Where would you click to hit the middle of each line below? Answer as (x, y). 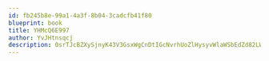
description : (30, 45)
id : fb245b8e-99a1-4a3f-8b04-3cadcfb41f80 (80, 15)
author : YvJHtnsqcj (41, 38)
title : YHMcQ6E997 (39, 30)
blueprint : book (35, 23)
